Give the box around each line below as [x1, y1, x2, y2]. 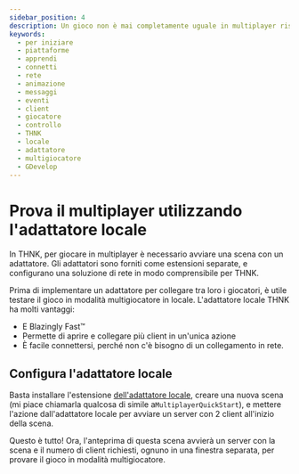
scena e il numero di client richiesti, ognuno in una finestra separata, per [9, 445, 275, 455]
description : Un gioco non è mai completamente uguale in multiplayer [9, 21, 277, 30]
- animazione [17, 79, 66, 88]
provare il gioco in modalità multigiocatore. [9, 454, 166, 465]
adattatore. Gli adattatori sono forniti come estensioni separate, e [9, 258, 248, 269]
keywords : [9, 29, 46, 38]
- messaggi [17, 87, 58, 96]
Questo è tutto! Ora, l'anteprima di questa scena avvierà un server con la [9, 436, 276, 446]
